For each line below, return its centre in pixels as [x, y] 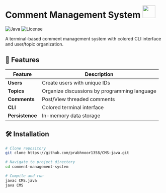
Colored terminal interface [73, 107]
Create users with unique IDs [76, 82]
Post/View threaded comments [78, 99]
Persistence [22, 115]
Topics [16, 91]
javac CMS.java [21, 180]
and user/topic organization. [34, 44]
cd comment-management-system [37, 167]
